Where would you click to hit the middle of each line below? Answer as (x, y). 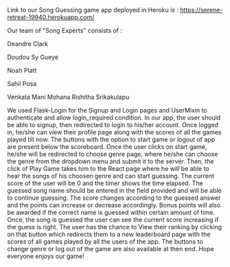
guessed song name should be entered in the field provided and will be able (114, 190)
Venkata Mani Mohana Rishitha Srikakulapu (68, 97)
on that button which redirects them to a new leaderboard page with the (109, 234)
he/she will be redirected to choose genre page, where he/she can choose (113, 154)
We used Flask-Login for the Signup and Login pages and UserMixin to (107, 110)
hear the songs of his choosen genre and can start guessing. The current (111, 176)
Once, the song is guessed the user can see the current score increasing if (113, 220)
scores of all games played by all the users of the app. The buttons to (105, 242)
